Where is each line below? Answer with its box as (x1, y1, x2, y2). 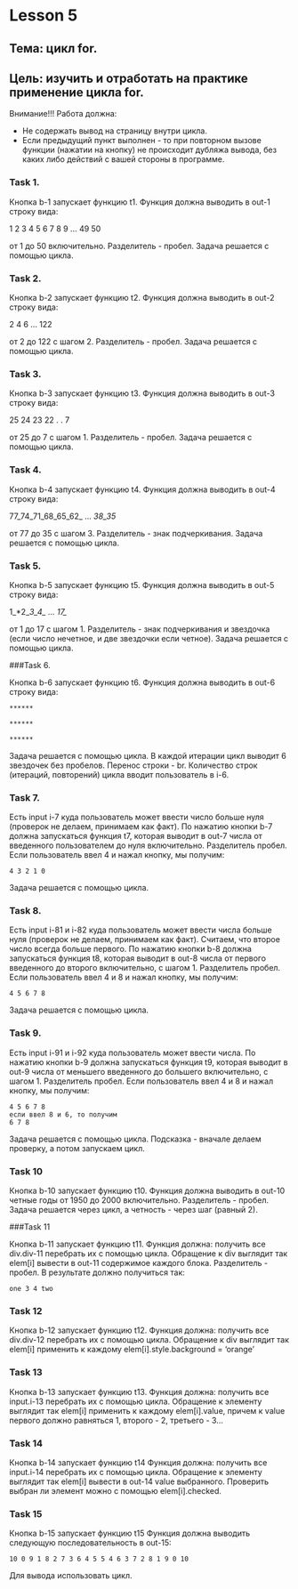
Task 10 (9, 1165, 43, 1177)
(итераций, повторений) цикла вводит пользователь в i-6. (9, 769, 230, 779)
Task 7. (9, 791, 40, 803)
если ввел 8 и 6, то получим (9, 1109, 117, 1119)
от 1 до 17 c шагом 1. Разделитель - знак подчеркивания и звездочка (9, 624, 270, 634)
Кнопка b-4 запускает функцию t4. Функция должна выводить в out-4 (9, 484, 276, 495)
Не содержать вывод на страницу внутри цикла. (21, 125, 207, 136)
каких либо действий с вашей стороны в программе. (21, 154, 225, 165)
